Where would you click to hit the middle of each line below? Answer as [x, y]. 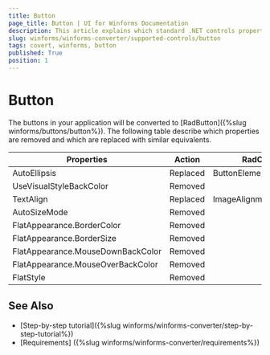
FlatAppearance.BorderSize [64, 238]
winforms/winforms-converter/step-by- [188, 325]
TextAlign [30, 199]
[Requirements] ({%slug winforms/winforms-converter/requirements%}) [139, 342]
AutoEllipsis [34, 173]
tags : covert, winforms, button [62, 46]
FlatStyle [29, 277]
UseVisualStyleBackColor [60, 186]
